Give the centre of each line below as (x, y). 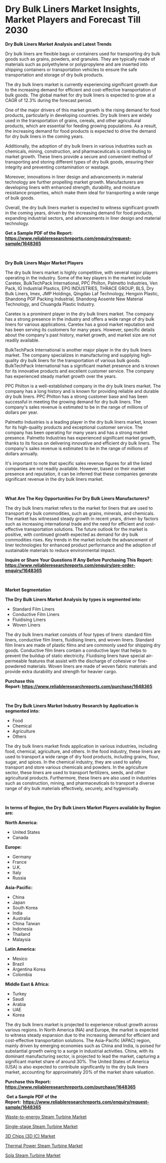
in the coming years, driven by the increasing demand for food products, (79, 213)
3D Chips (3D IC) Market (30, 1136)
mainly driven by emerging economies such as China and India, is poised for (83, 1046)
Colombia (22, 974)
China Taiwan (26, 923)
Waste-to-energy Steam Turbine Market (46, 1117)
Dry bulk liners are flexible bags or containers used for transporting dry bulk (83, 54)
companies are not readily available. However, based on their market (75, 468)
